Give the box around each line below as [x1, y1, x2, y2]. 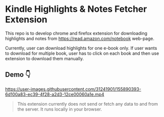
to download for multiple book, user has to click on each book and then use [5, 50, 160, 56]
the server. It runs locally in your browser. [17, 106, 103, 112]
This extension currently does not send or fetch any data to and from [17, 101, 159, 107]
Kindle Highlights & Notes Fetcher [5, 3, 147, 15]
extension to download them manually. [5, 55, 84, 61]
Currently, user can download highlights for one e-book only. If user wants [5, 45, 158, 51]
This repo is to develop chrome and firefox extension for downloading [5, 30, 148, 36]
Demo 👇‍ [5, 71, 31, 79]
